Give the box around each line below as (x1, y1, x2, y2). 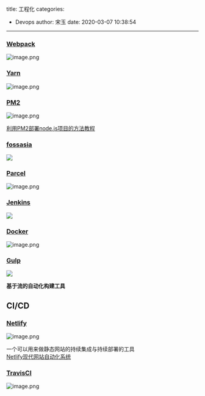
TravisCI (6, 368, 32, 377)
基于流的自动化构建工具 (6, 282, 65, 290)
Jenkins (6, 198, 31, 207)
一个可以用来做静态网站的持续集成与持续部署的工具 (6, 345, 135, 353)
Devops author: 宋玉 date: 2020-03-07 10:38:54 (15, 18, 137, 26)
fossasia (6, 140, 32, 149)
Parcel (6, 169, 26, 177)
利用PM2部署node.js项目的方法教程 (6, 124, 96, 132)
